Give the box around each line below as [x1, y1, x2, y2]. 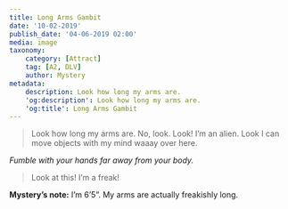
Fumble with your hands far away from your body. [9, 155, 194, 165]
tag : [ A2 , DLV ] [25, 63, 82, 72]
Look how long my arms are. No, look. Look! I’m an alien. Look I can [30, 128, 280, 139]
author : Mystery [25, 71, 86, 80]
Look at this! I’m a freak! [30, 173, 120, 183]
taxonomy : [9, 46, 46, 55]
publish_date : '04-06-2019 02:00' [9, 29, 138, 38]
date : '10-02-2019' [9, 21, 82, 30]
